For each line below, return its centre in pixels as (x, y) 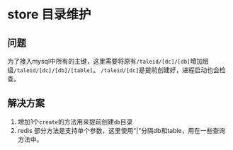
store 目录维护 (49, 15)
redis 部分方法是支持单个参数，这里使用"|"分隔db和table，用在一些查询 (121, 130)
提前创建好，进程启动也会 (182, 70)
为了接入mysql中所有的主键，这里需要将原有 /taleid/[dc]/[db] (99, 61)
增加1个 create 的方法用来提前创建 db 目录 (75, 122)
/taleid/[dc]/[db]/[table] (53, 71)
